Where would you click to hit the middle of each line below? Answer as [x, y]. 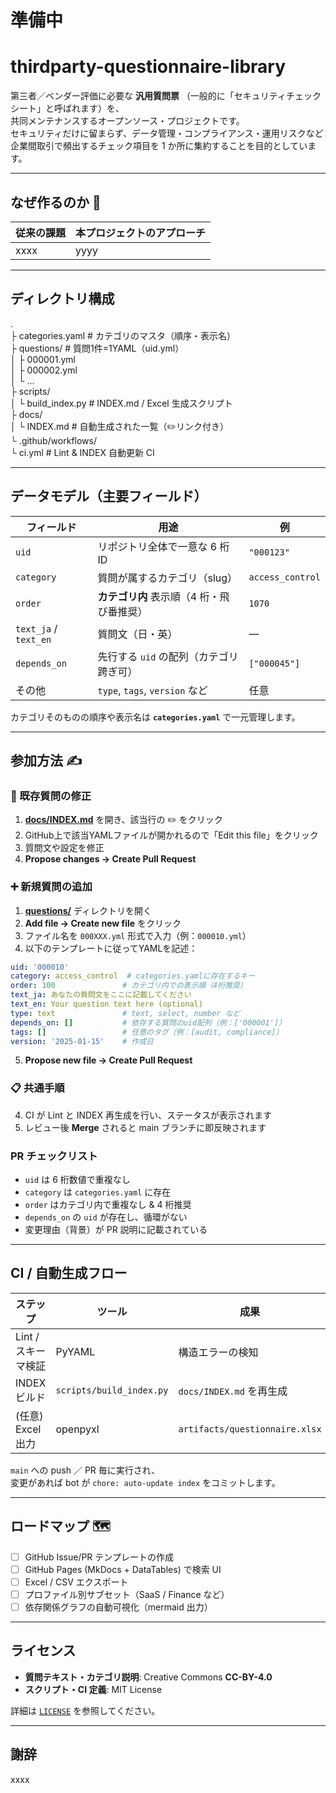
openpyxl [77, 1429]
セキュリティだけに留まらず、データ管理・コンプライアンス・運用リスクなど [167, 133]
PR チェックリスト [54, 1156]
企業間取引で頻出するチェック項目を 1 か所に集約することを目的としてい [159, 146]
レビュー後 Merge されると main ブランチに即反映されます [145, 1127]
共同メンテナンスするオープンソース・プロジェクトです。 [127, 121]
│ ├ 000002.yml [44, 370]
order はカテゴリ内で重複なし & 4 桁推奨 [108, 1205]
